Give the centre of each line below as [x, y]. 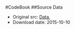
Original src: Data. [31, 17]
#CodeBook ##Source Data [34, 7]
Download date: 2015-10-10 [41, 22]
